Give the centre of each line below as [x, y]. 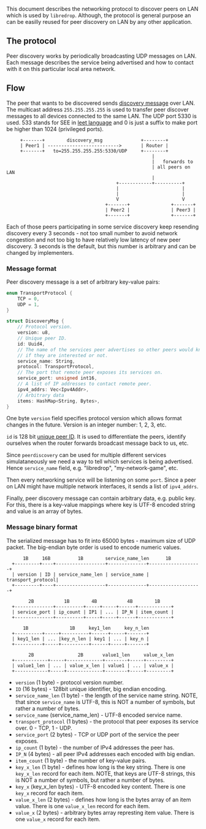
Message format [32, 268]
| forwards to [172, 162]
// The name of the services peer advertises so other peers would [105, 350]
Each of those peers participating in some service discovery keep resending [103, 227]
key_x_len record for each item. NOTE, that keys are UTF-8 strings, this [105, 773]
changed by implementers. [40, 252]
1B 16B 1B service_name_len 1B [97, 558]
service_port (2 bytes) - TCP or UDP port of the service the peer [97, 734]
